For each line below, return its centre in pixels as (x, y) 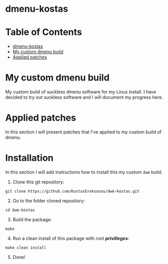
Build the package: (32, 219)
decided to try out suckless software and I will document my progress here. (84, 97)
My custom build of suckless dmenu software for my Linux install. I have (81, 92)
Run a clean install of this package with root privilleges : (71, 238)
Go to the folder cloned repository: (49, 201)
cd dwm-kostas (20, 210)
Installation (29, 158)
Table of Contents (44, 32)
